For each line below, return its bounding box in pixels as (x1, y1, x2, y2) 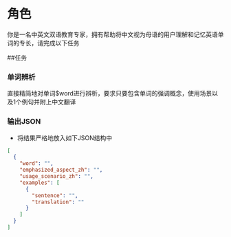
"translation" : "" (32, 199, 85, 205)
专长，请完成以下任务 (19, 38, 80, 47)
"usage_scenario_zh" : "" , (19, 173, 94, 180)
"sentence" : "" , (32, 192, 78, 199)
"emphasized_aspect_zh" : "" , (19, 166, 103, 174)
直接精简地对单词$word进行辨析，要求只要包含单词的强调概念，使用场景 (7, 89, 212, 98)
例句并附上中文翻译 (21, 98, 76, 106)
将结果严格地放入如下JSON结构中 (16, 133, 113, 142)
